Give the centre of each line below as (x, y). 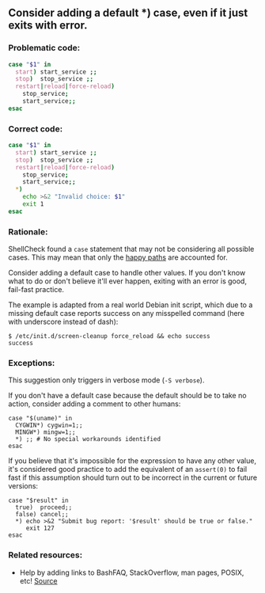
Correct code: (36, 128)
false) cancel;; (42, 515)
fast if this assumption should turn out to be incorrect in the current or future (133, 477)
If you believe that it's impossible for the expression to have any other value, (132, 461)
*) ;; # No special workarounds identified (88, 439)
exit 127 (40, 528)
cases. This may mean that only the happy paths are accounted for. (118, 257)
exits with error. (48, 26)
